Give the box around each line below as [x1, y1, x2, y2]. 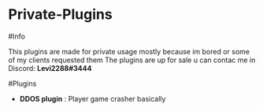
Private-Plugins [8, 6, 113, 24]
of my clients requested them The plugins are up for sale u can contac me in [8, 55, 256, 65]
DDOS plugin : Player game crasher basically [19, 94, 166, 103]
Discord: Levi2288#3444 [8, 63, 92, 72]
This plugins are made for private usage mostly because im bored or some [8, 46, 250, 56]
